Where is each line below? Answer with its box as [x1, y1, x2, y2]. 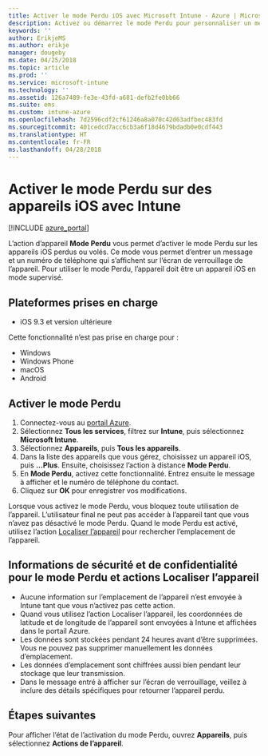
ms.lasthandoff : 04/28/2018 [8, 145, 102, 153]
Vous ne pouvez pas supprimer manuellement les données [19, 643, 213, 652]
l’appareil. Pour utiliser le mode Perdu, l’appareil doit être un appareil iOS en [8, 265, 257, 274]
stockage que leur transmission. [19, 668, 126, 678]
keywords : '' [8, 26, 52, 34]
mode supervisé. [8, 273, 64, 282]
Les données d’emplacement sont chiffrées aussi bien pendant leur [19, 660, 241, 670]
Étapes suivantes [8, 709, 97, 722]
